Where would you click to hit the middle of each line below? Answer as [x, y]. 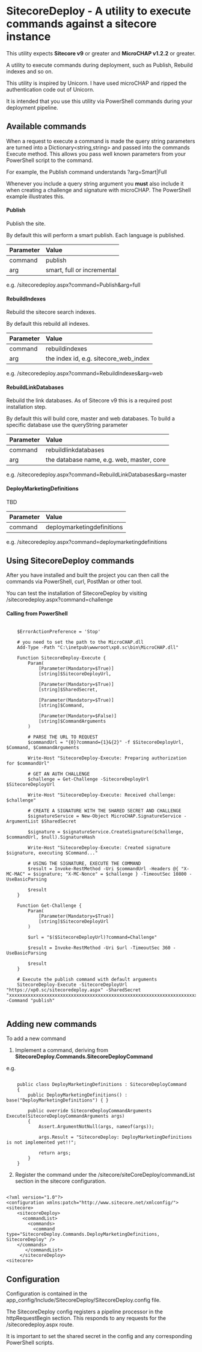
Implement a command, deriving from [62, 1050]
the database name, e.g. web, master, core [106, 460]
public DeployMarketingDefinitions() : [78, 1095]
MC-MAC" [16, 874]
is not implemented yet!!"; [41, 1142]
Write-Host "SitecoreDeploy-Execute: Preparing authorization [107, 758]
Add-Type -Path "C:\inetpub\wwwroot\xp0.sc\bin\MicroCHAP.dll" [98, 647]
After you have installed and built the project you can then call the [88, 575]
